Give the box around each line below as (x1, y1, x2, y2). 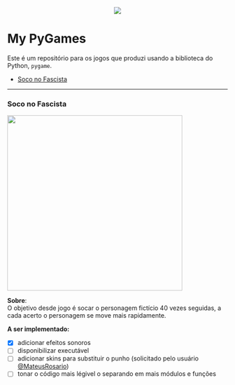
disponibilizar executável (17, 346, 90, 355)
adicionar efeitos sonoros (17, 339, 91, 347)
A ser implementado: (7, 325, 70, 333)
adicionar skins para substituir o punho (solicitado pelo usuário (17, 354, 199, 363)
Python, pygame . (7, 61, 52, 69)
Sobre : (7, 297, 27, 305)
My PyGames (7, 31, 87, 47)
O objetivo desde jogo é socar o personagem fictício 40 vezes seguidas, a (7, 304, 222, 312)
